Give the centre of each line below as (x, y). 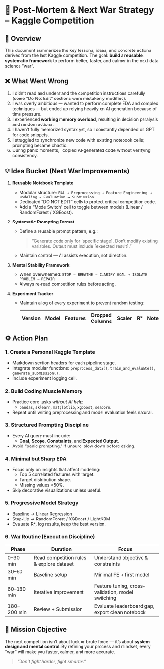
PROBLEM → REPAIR (37, 279)
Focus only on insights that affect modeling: (56, 470)
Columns (101, 321)
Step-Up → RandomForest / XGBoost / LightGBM (61, 519)
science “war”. (20, 66)
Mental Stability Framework (41, 265)
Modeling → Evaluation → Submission (57, 197)
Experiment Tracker (33, 293)
